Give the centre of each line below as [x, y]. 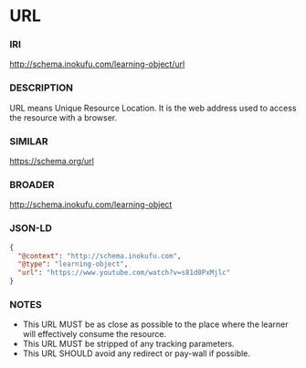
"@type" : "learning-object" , [73, 264]
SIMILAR [29, 141]
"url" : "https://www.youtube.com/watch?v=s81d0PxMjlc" [124, 273]
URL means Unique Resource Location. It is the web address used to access [153, 108]
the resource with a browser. [63, 117]
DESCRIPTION [42, 88]
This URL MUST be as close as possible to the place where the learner [155, 324]
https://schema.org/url [52, 162]
